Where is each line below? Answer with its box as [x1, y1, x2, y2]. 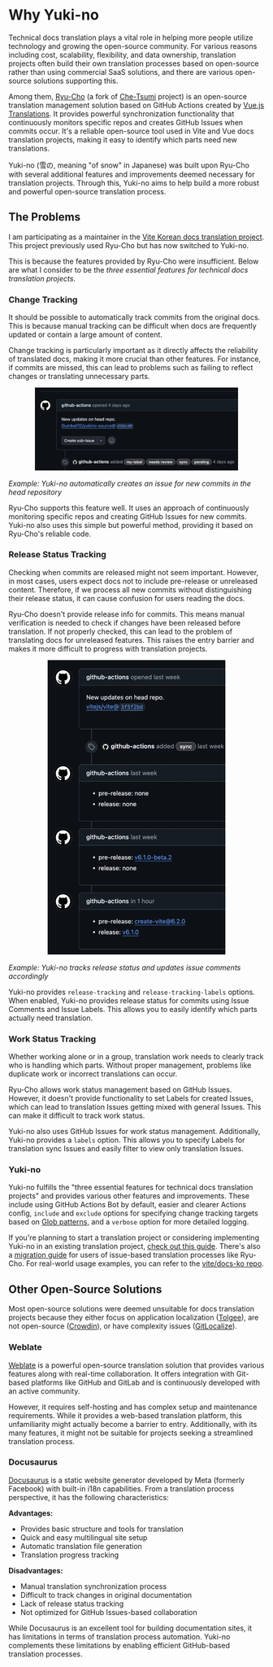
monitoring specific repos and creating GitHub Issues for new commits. [8, 511, 247, 521]
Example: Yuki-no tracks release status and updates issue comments [8, 962, 241, 972]
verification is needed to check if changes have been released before [8, 617, 241, 627]
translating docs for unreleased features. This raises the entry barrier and [8, 635, 254, 644]
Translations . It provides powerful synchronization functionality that [8, 108, 235, 119]
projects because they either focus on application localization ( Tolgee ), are [8, 1312, 259, 1323]
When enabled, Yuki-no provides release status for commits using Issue [8, 995, 249, 1006]
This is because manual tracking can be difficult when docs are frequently [8, 321, 258, 331]
